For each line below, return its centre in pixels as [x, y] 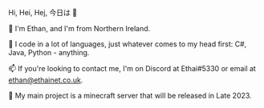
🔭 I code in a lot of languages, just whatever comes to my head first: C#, [128, 44]
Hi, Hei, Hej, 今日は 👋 [43, 12]
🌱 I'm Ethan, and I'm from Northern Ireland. [79, 28]
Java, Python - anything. [49, 52]
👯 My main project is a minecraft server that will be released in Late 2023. [130, 96]
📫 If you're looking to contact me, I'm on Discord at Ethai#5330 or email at [132, 68]
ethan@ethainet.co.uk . [46, 80]
